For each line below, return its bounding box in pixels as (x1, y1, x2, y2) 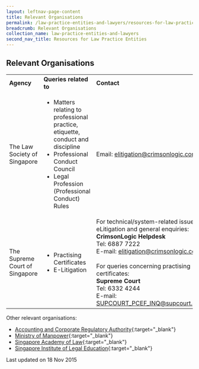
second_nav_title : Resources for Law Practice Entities (6, 36, 147, 42)
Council (53, 164, 75, 173)
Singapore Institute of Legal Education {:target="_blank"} (14, 345, 153, 352)
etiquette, (53, 128, 81, 136)
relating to (53, 105, 82, 113)
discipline (53, 142, 81, 151)
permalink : (6, 20, 33, 26)
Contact (96, 78, 120, 87)
